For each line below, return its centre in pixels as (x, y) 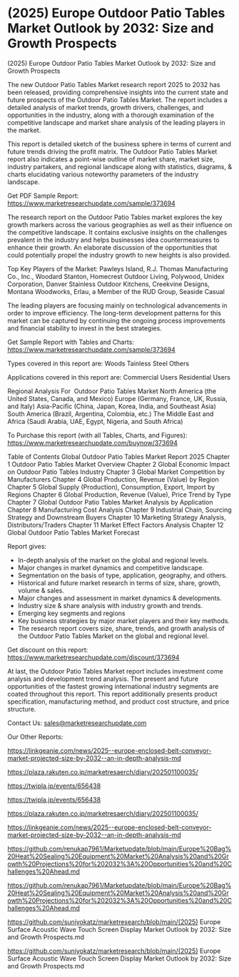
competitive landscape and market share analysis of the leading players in (116, 122)
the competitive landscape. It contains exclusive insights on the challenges (117, 232)
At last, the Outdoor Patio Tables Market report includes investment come (115, 671)
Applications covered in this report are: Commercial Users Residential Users (119, 377)
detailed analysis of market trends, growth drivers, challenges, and (106, 107)
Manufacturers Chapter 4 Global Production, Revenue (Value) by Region (113, 479)
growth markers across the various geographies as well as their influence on (120, 224)
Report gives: (27, 546)
